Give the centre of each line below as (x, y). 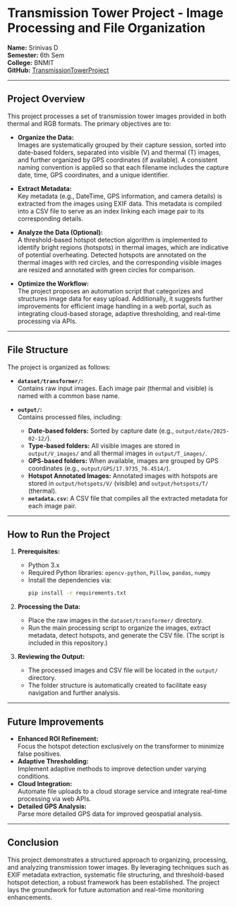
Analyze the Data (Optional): (60, 232)
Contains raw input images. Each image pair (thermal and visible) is (115, 388)
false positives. (39, 754)
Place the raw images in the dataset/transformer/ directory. (115, 621)
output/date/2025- (202, 431)
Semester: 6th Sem (36, 55)
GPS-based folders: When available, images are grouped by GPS (123, 460)
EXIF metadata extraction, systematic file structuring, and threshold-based (116, 874)
